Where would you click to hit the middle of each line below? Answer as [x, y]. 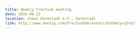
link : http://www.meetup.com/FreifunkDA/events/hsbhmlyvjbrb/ [70, 23]
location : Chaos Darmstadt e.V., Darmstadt [51, 18]
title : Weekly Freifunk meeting [38, 9]
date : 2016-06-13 [23, 14]
